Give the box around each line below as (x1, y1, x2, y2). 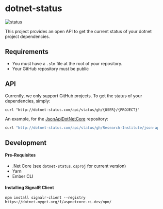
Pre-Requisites (5, 152, 36, 158)
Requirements (5, 48, 49, 56)
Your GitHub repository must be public (12, 66, 89, 71)
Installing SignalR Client (5, 184, 54, 190)
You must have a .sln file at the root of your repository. (12, 60, 123, 66)
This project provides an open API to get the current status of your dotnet (5, 28, 152, 34)
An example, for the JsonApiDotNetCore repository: (5, 116, 108, 122)
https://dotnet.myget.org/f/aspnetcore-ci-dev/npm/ (5, 200, 112, 205)
